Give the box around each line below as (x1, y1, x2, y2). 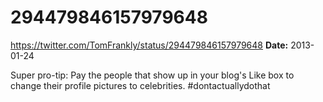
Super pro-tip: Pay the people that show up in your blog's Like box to (10, 69, 295, 81)
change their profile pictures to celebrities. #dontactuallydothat (10, 79, 271, 91)
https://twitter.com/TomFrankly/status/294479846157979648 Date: (10, 39, 289, 51)
